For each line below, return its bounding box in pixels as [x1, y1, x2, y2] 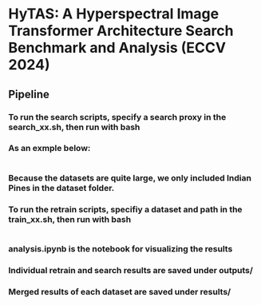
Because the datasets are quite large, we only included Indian [8, 172, 251, 184]
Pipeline [8, 87, 50, 101]
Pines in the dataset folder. [8, 182, 115, 193]
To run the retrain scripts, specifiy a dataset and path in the [8, 204, 243, 215]
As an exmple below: [8, 143, 91, 154]
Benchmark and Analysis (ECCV [8, 39, 226, 57]
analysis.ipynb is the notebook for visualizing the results [8, 243, 233, 254]
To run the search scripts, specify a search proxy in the [8, 111, 227, 122]
